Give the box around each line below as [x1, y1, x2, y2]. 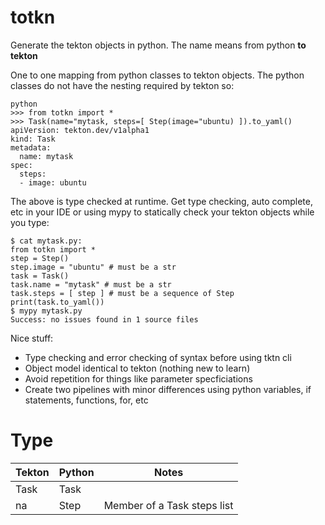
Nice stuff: [10, 332, 54, 344]
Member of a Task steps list [103, 498, 234, 512]
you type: [10, 216, 50, 228]
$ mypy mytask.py [10, 306, 83, 316]
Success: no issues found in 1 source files [10, 314, 199, 325]
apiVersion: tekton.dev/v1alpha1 [10, 125, 150, 135]
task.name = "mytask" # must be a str [10, 279, 172, 290]
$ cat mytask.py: [10, 236, 83, 246]
